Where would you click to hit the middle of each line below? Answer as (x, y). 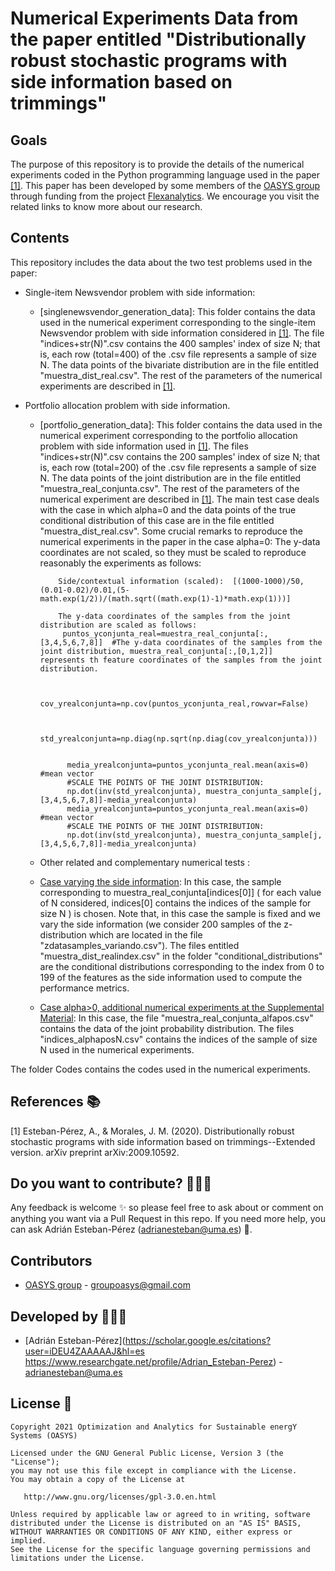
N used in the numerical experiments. (117, 1049)
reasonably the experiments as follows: (120, 563)
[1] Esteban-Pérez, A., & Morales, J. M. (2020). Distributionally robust (152, 1131)
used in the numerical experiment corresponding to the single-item (177, 322)
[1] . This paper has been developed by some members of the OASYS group (165, 185)
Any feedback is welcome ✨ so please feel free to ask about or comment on (167, 1208)
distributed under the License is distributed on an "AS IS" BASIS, (156, 1523)
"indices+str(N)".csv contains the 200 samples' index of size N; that (180, 456)
